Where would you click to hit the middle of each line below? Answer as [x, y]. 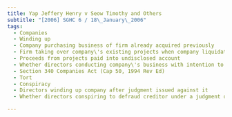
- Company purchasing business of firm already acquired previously [114, 45]
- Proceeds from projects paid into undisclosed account [97, 58]
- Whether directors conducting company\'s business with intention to [119, 65]
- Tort [23, 77]
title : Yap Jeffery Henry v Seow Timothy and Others [85, 13]
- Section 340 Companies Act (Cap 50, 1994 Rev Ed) [89, 71]
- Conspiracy [32, 84]
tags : [15, 26]
